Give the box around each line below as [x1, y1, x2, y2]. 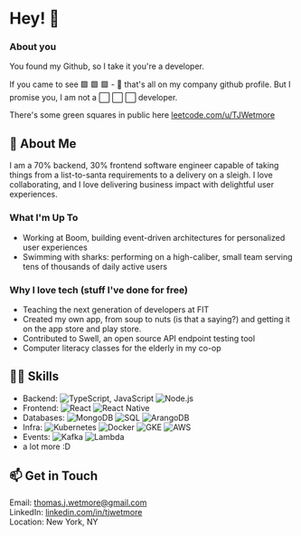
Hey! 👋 [9, 8, 61, 29]
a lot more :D [22, 441, 71, 452]
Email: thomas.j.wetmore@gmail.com [9, 497, 147, 508]
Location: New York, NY [9, 516, 99, 527]
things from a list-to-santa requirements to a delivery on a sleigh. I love [9, 169, 273, 180]
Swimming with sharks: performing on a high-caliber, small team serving [22, 251, 293, 262]
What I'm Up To [9, 212, 79, 225]
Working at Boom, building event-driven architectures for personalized [22, 232, 286, 243]
